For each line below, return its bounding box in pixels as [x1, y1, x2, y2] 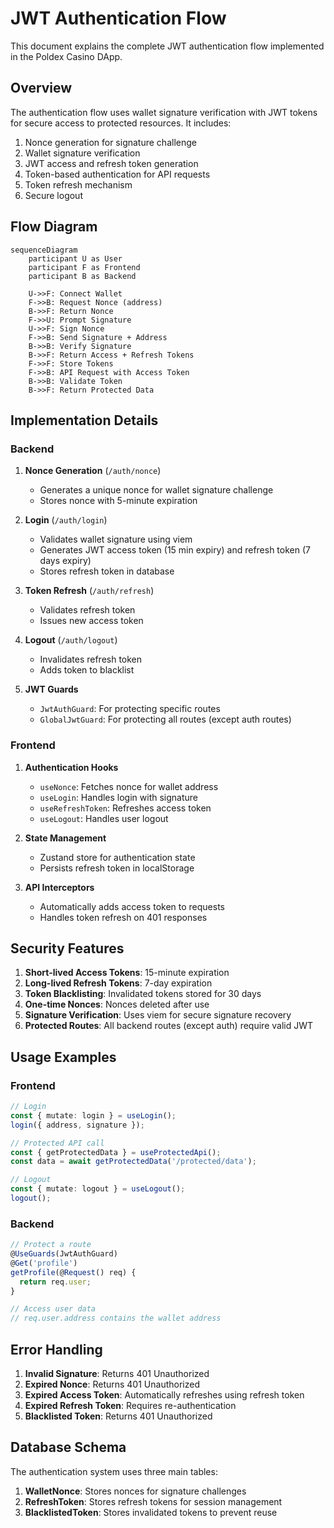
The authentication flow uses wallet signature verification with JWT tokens [10, 106, 318, 118]
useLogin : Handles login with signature [39, 791, 199, 803]
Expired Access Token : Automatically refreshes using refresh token [24, 1389, 305, 1401]
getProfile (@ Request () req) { [10, 1267, 137, 1277]
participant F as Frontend [28, 262, 141, 272]
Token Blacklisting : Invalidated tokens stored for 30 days [24, 988, 262, 1000]
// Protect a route [10, 1240, 92, 1250]
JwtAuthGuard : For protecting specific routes [39, 703, 221, 715]
